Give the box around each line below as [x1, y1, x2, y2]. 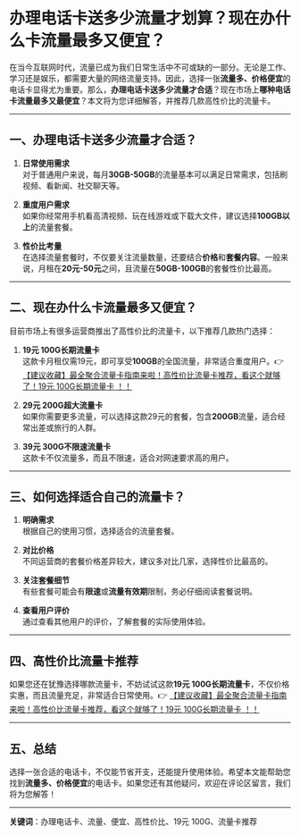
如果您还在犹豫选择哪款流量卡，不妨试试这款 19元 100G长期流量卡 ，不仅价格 [9, 679, 290, 689]
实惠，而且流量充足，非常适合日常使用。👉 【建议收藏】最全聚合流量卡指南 [9, 690, 287, 701]
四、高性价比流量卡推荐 [9, 654, 138, 669]
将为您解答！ [9, 789, 56, 799]
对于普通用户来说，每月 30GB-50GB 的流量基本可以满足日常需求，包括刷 [21, 169, 288, 180]
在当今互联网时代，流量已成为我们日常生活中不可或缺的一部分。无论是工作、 [9, 62, 291, 72]
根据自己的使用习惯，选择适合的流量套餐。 [21, 526, 179, 536]
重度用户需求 [21, 198, 70, 210]
